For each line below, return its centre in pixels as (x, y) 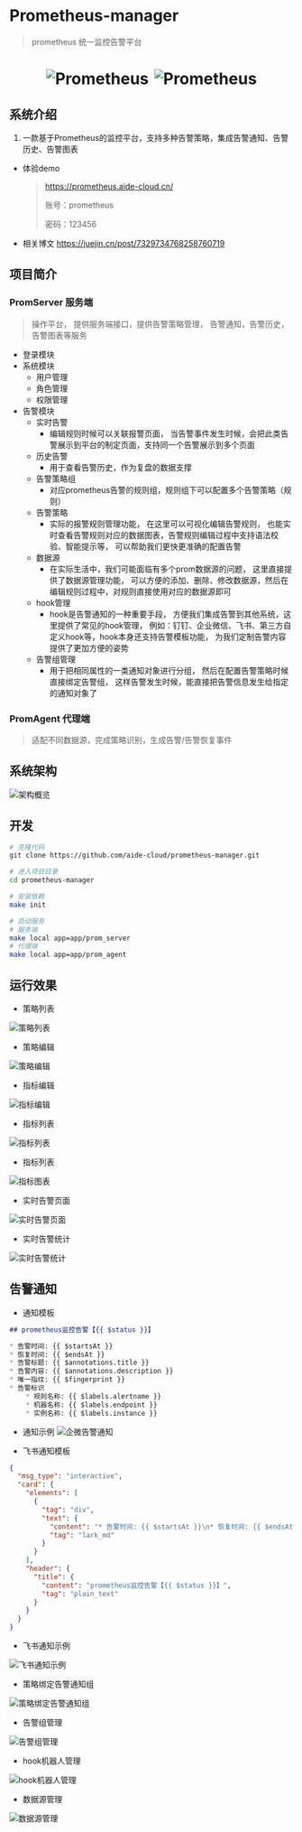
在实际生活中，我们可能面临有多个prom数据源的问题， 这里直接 (167, 569)
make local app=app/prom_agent (68, 955)
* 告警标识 (27, 1388)
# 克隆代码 (27, 847)
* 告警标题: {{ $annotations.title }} (80, 1363)
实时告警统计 (46, 1239)
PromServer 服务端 (51, 302)
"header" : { (48, 1569)
